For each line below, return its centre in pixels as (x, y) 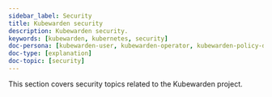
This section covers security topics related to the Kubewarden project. (125, 84)
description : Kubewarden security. (68, 31)
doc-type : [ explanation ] (50, 53)
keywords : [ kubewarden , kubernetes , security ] (88, 38)
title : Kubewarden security (56, 23)
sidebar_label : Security (50, 16)
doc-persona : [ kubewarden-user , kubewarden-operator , (101, 46)
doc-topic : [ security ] (47, 61)
